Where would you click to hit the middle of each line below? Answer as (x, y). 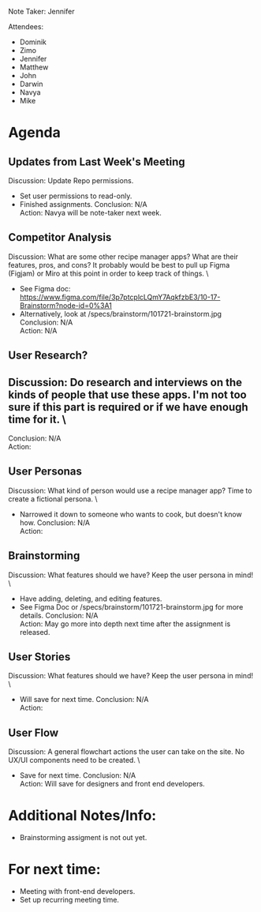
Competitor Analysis (60, 237)
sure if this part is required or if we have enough (128, 407)
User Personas (45, 472)
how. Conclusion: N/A (55, 522)
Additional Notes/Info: (82, 816)
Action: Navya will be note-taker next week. (90, 213)
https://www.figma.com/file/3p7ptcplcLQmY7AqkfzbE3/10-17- (120, 297)
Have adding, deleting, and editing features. (91, 599)
